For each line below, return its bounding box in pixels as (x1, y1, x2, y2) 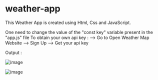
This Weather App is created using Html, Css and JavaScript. (5, 19, 131, 25)
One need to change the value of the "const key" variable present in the (5, 29, 153, 35)
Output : (5, 49, 22, 55)
